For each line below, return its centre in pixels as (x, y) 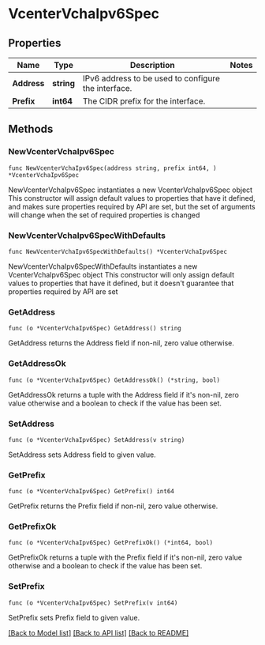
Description (152, 65)
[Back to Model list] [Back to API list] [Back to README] (99, 632)
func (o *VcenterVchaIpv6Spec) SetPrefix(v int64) (93, 603)
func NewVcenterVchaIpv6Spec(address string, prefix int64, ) (112, 168)
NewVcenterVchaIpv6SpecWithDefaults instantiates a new (103, 266)
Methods (31, 129)
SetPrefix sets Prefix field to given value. (74, 617)
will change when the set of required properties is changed (104, 215)
